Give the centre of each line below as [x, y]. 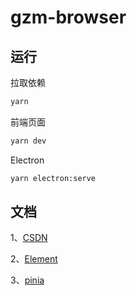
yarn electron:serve [53, 178]
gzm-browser [68, 17]
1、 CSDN [29, 238]
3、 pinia [27, 280]
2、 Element [34, 259]
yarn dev [28, 141]
